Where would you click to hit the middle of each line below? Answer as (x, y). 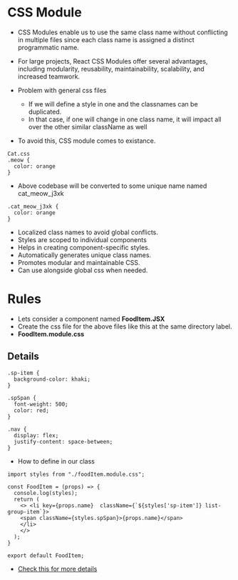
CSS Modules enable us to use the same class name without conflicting (123, 32)
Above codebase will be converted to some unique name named (112, 186)
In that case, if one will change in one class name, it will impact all (125, 119)
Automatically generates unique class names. (84, 255)
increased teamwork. (49, 76)
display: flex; (36, 435)
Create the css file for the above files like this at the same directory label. (125, 326)
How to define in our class (56, 461)
